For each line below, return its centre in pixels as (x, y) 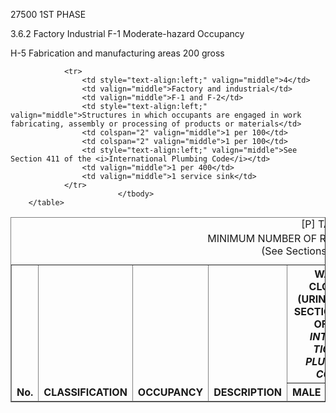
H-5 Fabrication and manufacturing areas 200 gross (117, 53)
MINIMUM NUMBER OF (262, 239)
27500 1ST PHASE (48, 14)
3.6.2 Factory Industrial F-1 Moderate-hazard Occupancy (127, 33)
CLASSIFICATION (85, 392)
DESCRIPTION (247, 392)
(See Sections (294, 251)
